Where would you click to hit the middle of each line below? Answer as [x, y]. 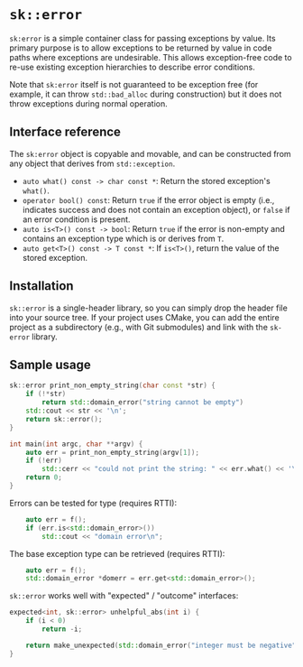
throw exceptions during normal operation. [89, 103]
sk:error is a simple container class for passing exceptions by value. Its [143, 38]
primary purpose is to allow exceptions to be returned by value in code [141, 48]
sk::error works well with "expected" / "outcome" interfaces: [124, 596]
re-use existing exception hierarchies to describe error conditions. [132, 67]
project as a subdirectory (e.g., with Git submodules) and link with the [139, 327]
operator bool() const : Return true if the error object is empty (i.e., [148, 199]
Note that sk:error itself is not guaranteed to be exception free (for [134, 84]
